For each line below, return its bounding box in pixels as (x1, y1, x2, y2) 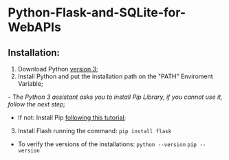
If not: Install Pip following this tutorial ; (17, 113, 127, 122)
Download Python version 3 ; (17, 65, 98, 73)
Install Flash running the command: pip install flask (17, 127, 172, 135)
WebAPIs (8, 19, 61, 35)
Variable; (17, 80, 43, 87)
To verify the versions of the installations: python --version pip (17, 140, 197, 148)
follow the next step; (8, 100, 66, 108)
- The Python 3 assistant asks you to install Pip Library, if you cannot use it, (8, 93, 223, 101)
